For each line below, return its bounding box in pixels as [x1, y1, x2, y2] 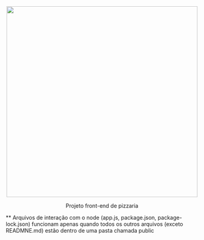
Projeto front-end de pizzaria [65, 202, 139, 209]
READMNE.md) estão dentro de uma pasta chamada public [5, 227, 155, 234]
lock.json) [5, 220, 31, 228]
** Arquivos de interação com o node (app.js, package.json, [5, 214, 157, 221]
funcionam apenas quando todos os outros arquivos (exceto [31, 220, 184, 228]
